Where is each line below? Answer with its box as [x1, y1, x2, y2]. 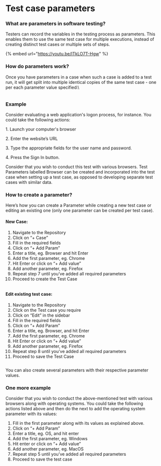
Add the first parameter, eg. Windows [12, 436, 88, 442]
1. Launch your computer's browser [5, 127, 77, 132]
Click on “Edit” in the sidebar [12, 312, 70, 318]
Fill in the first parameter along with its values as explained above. [12, 420, 145, 426]
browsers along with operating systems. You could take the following [5, 401, 144, 406]
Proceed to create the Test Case [12, 276, 78, 282]
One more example [5, 384, 51, 391]
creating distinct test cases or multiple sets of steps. [5, 42, 111, 48]
